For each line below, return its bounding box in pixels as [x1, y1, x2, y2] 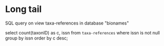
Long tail [5, 3, 42, 15]
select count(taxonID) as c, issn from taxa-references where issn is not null [5, 29, 160, 35]
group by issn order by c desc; [5, 35, 68, 41]
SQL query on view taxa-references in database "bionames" [5, 20, 129, 26]
